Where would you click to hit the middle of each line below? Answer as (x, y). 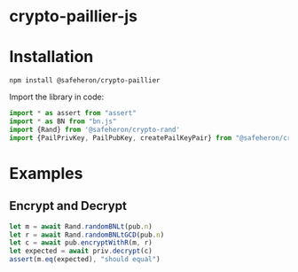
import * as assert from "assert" (73, 113)
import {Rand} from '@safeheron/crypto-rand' (94, 129)
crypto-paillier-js (74, 16)
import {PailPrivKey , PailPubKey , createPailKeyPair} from (121, 138)
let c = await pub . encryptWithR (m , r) (81, 243)
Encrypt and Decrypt (68, 206)
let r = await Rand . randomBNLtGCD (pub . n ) (87, 235)
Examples (46, 173)
